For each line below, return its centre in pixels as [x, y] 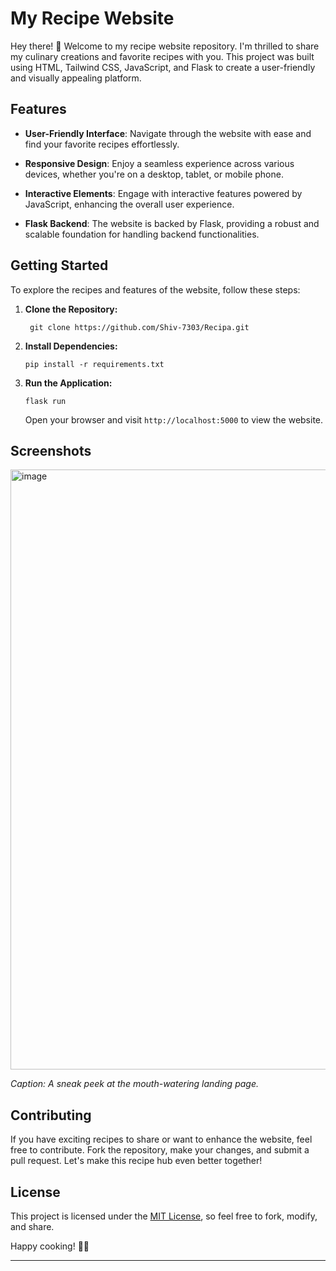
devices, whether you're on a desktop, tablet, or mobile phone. [154, 174]
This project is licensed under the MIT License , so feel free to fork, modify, [164, 1216]
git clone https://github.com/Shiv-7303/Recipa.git [139, 327]
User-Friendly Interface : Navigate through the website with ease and [168, 133]
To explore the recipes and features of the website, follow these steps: [155, 289]
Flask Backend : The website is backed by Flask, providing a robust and [172, 223]
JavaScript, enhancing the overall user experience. [129, 204]
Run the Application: [68, 383]
